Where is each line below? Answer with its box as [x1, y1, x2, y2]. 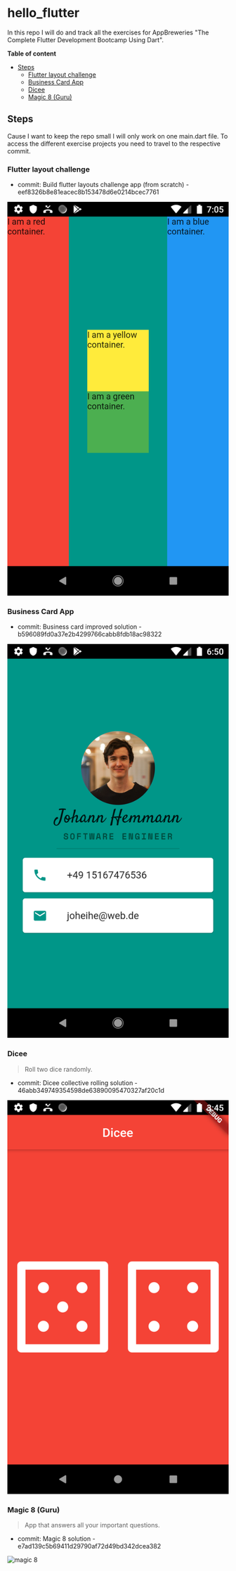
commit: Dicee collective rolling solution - [17, 1078, 138, 1087]
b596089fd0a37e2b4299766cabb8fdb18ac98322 [17, 630, 162, 639]
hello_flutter [7, 5, 79, 21]
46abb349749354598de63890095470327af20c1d [17, 1086, 165, 1094]
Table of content [7, 49, 56, 58]
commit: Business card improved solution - [17, 622, 142, 631]
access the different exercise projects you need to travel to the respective [7, 139, 221, 148]
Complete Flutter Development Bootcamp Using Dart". [7, 35, 164, 44]
